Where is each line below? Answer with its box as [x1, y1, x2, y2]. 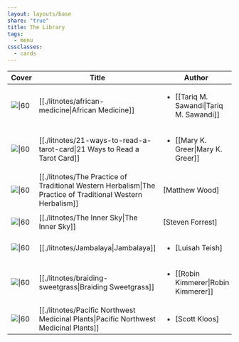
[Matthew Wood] [162, 185, 220, 195]
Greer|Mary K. [175, 144, 223, 154]
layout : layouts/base [7, 10, 72, 18]
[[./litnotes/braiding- [38, 273, 108, 283]
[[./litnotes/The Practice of [38, 171, 128, 181]
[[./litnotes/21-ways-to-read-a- [38, 135, 152, 145]
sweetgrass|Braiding [38, 282, 108, 292]
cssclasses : [7, 43, 43, 50]
